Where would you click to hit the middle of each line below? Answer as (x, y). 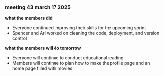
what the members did (29, 18)
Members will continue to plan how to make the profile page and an (81, 63)
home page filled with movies (42, 68)
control (20, 38)
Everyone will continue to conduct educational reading (68, 58)
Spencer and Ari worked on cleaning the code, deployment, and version (86, 33)
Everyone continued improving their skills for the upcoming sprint (79, 28)
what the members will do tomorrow (43, 48)
